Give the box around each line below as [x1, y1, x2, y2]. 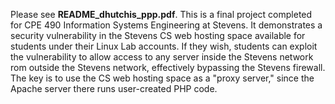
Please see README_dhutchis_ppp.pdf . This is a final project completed [10, 9, 313, 20]
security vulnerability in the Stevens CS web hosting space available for [10, 30, 306, 41]
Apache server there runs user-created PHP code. [10, 83, 218, 94]
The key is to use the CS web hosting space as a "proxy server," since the [10, 72, 315, 84]
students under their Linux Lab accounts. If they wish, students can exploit [10, 40, 318, 52]
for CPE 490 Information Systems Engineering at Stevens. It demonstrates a [10, 19, 323, 31]
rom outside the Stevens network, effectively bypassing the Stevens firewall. [10, 62, 326, 73]
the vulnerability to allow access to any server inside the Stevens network [10, 51, 314, 63]
